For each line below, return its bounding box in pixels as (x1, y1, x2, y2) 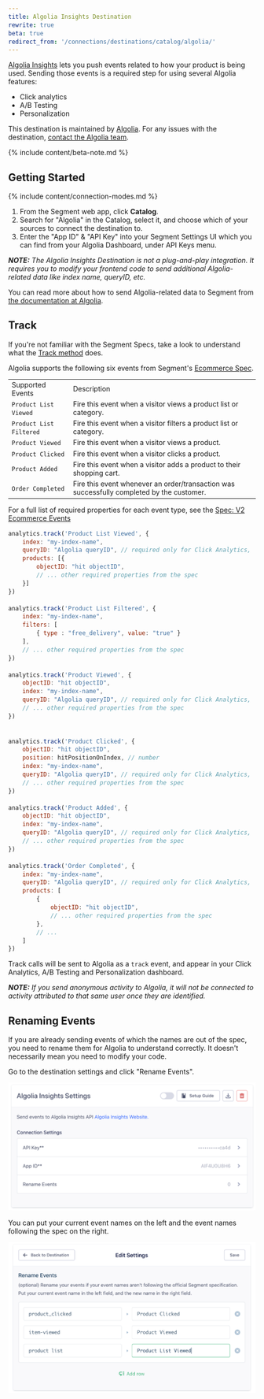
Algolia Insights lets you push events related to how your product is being (8, 60, 246, 70)
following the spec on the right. (8, 1226, 109, 1236)
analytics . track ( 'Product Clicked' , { (8, 737, 135, 745)
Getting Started (8, 170, 86, 184)
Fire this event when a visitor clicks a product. (72, 449, 222, 458)
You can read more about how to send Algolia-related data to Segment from (8, 288, 254, 297)
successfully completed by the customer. (72, 488, 207, 497)
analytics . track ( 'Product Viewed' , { (8, 670, 132, 679)
